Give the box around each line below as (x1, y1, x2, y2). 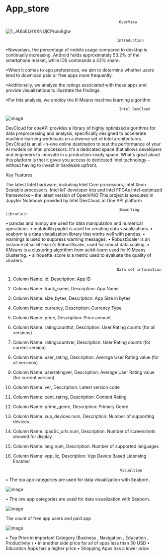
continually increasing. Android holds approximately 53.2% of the (5, 52, 140, 58)
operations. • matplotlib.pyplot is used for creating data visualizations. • (5, 225, 153, 231)
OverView (119, 19, 137, 24)
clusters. (5, 257, 24, 263)
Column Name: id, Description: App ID (12, 276, 91, 282)
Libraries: (5, 211, 28, 216)
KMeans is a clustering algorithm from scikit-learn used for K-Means (5, 247, 146, 253)
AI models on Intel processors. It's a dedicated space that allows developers (5, 146, 162, 152)
